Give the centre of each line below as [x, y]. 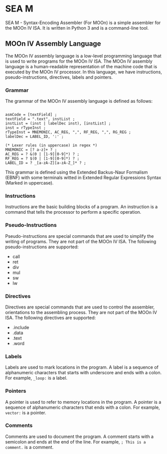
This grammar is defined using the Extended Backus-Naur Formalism [76, 172]
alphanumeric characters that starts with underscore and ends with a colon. [83, 373]
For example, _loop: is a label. [36, 378]
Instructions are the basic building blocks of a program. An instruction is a [81, 207]
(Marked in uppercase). [29, 183]
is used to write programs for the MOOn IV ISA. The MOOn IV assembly [79, 61]
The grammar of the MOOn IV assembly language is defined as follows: [79, 101]
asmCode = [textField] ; [31, 115]
